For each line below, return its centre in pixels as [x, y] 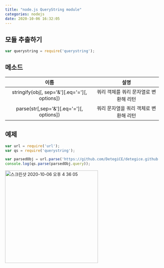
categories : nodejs [25, 14]
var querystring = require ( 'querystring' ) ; [50, 51]
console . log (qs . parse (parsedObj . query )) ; [48, 164]
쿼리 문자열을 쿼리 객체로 [123, 108]
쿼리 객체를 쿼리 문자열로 [123, 92]
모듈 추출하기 [24, 39]
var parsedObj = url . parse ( [34, 159]
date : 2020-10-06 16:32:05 [32, 19]
